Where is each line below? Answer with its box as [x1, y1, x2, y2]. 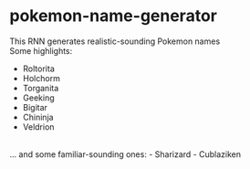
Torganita [22, 82, 59, 93]
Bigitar [22, 101, 48, 112]
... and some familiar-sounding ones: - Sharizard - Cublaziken [9, 148, 242, 160]
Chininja [22, 111, 54, 122]
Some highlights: [9, 45, 73, 56]
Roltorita [22, 63, 55, 74]
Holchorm [22, 72, 61, 83]
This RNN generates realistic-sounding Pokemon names [9, 36, 221, 47]
